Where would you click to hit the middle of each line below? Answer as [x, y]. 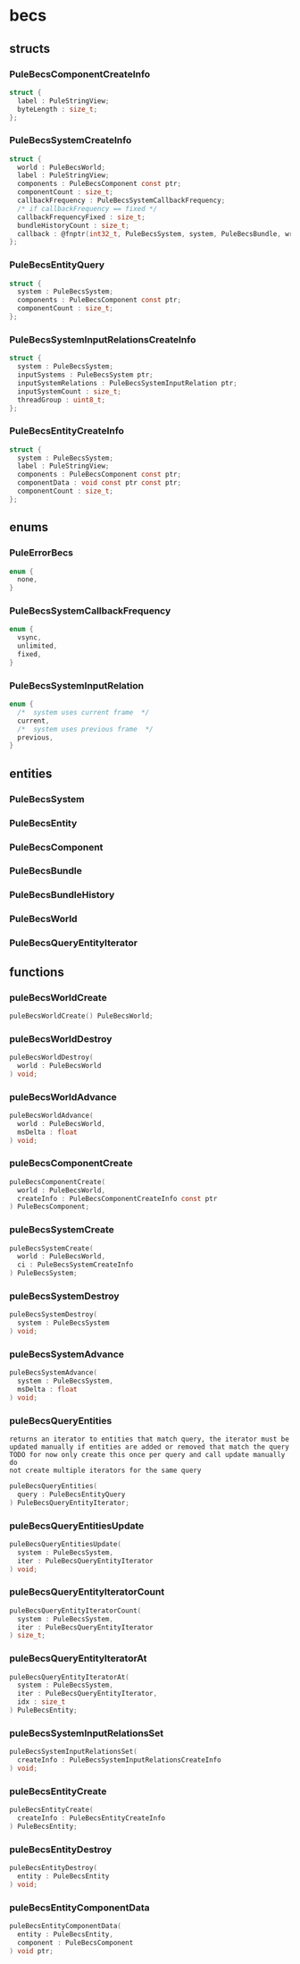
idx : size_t [42, 1702]
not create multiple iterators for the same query [105, 1471]
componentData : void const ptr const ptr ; [99, 483]
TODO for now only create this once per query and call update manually [147, 1455]
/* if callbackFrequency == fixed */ [87, 208]
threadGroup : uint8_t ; [61, 400]
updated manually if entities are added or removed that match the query [150, 1447]
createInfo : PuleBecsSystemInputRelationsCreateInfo [119, 1760]
